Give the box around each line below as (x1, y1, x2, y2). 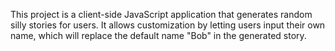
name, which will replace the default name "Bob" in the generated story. (10, 30, 307, 41)
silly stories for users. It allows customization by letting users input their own (10, 19, 326, 31)
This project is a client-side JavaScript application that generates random (10, 9, 313, 20)
